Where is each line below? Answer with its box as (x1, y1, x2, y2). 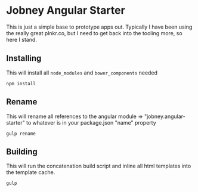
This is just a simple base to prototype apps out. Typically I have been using (6, 23, 193, 30)
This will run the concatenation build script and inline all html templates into (6, 162, 191, 170)
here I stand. (6, 36, 38, 43)
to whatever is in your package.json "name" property (26, 119, 156, 126)
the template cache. (6, 169, 55, 176)
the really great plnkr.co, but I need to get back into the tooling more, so (6, 29, 183, 36)
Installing (6, 53, 42, 63)
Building (6, 147, 38, 157)
